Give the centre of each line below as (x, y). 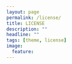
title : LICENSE (26, 23)
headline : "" (23, 35)
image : (15, 46)
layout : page (23, 12)
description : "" (27, 29)
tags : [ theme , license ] (37, 40)
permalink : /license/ (34, 18)
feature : (23, 52)
